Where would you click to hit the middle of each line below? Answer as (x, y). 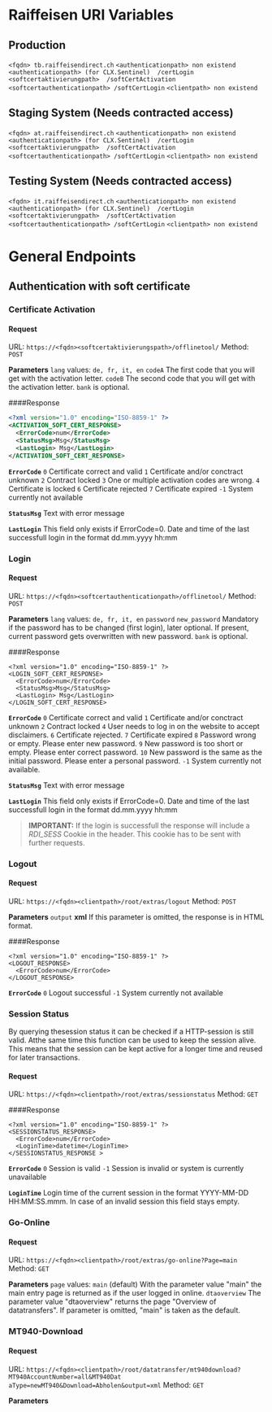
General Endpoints (72, 256)
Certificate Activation (52, 309)
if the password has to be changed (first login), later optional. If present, (129, 627)
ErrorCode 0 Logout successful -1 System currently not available (116, 992)
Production (37, 45)
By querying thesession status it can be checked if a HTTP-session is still (131, 1032)
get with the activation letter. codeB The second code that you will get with (132, 378)
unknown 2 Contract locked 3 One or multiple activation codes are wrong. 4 (134, 480)
